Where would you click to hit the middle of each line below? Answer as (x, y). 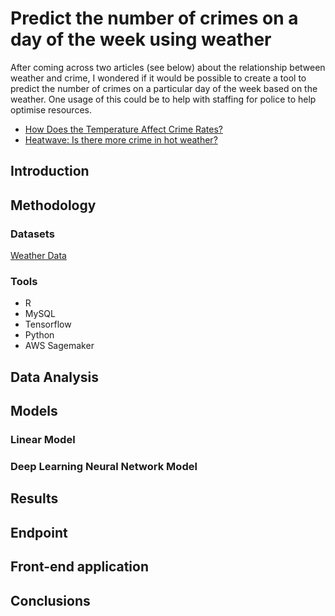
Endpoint (39, 532)
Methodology (53, 205)
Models (34, 411)
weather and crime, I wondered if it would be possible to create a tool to (158, 78)
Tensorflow (48, 324)
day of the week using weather (141, 39)
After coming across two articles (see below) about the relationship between (168, 67)
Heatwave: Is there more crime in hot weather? (121, 139)
